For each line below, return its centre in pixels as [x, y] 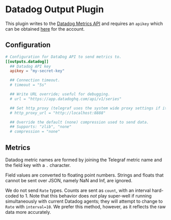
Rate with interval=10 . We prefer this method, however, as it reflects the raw [85, 206]
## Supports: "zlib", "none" [41, 127]
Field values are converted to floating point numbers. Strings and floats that [84, 175]
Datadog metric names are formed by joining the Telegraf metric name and [84, 160]
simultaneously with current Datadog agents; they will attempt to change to [84, 201]
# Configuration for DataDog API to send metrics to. [64, 57]
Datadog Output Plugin [55, 9]
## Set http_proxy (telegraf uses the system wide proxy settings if [85, 108]
